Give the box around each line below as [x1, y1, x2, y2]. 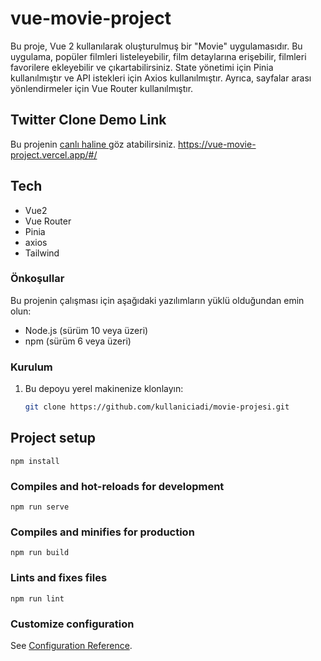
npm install [10, 456, 60, 466]
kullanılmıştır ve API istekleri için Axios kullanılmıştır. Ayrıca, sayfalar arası [10, 72, 312, 84]
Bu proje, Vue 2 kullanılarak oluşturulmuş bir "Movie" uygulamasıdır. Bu [10, 40, 303, 52]
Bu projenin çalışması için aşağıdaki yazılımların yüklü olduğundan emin [10, 294, 305, 306]
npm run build [10, 548, 70, 558]
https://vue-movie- [178, 138, 257, 150]
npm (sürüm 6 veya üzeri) [24, 335, 132, 347]
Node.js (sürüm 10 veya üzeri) [24, 324, 149, 336]
